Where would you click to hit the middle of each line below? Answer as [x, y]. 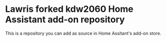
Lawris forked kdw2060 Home [69, 9]
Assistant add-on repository [65, 20]
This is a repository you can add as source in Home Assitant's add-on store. [83, 33]
